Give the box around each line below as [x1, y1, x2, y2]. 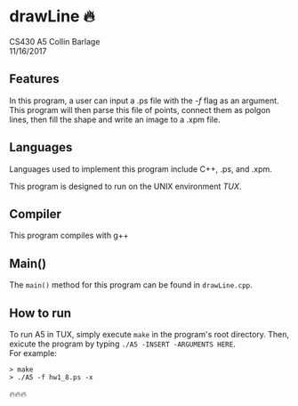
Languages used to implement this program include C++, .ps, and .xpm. [9, 163, 273, 175]
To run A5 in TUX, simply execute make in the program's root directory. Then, [9, 329, 290, 339]
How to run [9, 305, 72, 321]
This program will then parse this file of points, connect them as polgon [9, 104, 271, 115]
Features [9, 71, 60, 86]
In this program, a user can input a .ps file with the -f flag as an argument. [9, 95, 279, 106]
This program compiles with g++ [9, 230, 129, 241]
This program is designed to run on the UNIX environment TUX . [9, 181, 242, 191]
